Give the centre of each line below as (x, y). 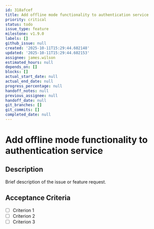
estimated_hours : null (29, 62)
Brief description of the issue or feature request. (56, 181)
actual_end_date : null (29, 81)
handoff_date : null (26, 100)
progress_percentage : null (34, 86)
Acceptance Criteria (38, 198)
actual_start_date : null (32, 77)
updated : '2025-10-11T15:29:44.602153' (48, 53)
